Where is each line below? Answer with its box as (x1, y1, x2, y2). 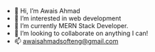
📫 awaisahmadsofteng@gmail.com (14, 37, 119, 45)
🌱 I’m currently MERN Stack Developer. (14, 22, 129, 30)
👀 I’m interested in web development (14, 14, 122, 22)
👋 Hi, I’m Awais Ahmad (14, 7, 80, 15)
